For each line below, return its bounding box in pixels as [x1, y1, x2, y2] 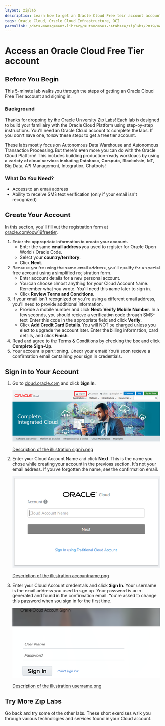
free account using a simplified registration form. [12, 270, 111, 276]
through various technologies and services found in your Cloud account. [5, 716, 152, 722]
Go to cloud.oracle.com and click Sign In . [12, 380, 96, 386]
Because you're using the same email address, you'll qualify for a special [12, 265, 160, 270]
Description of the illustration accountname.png [12, 572, 109, 579]
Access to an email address [12, 186, 69, 192]
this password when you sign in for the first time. [12, 598, 111, 604]
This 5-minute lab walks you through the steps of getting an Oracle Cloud [5, 88, 154, 94]
